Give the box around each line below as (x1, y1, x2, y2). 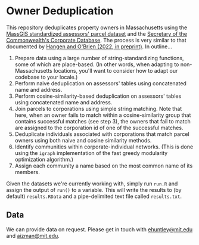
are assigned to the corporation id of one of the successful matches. (14, 124, 184, 131)
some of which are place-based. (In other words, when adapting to (14, 61, 179, 68)
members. (14, 168, 40, 175)
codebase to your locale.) (14, 73, 78, 80)
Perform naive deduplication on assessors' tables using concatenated (14, 79, 186, 87)
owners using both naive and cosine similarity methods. (14, 137, 152, 144)
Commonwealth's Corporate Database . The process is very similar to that (6, 36, 186, 44)
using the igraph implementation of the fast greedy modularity (14, 149, 168, 156)
